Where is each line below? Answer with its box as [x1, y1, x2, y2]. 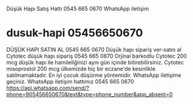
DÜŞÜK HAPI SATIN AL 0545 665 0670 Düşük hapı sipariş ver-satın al [6, 46, 182, 53]
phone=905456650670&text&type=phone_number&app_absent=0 [6, 90, 173, 98]
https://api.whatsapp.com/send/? [6, 84, 90, 91]
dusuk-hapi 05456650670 [6, 26, 143, 40]
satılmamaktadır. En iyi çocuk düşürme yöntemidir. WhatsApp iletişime [6, 72, 181, 79]
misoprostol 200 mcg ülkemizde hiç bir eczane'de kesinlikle [6, 65, 156, 72]
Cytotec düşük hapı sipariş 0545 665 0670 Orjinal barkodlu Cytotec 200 [6, 52, 187, 60]
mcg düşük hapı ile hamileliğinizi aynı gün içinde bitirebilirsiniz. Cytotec [6, 58, 184, 66]
